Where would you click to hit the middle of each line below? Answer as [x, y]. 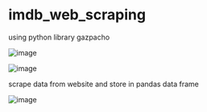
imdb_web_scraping [77, 15]
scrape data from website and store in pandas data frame [103, 84]
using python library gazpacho [59, 37]
